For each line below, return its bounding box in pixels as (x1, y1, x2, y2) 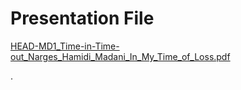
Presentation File (10, 7, 155, 30)
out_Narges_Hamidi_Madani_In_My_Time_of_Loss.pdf (10, 50, 231, 62)
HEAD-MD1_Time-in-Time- (10, 40, 120, 52)
